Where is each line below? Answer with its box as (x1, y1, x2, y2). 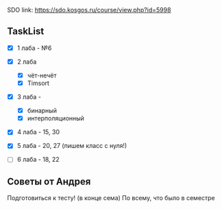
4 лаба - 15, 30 (16, 128, 60, 136)
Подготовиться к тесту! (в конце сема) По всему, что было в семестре (7, 194, 216, 202)
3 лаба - (16, 93, 41, 101)
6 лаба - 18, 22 (16, 156, 60, 164)
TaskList (7, 25, 45, 37)
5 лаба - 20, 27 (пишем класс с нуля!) (16, 142, 127, 150)
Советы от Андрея (7, 175, 91, 187)
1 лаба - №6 (16, 44, 52, 52)
